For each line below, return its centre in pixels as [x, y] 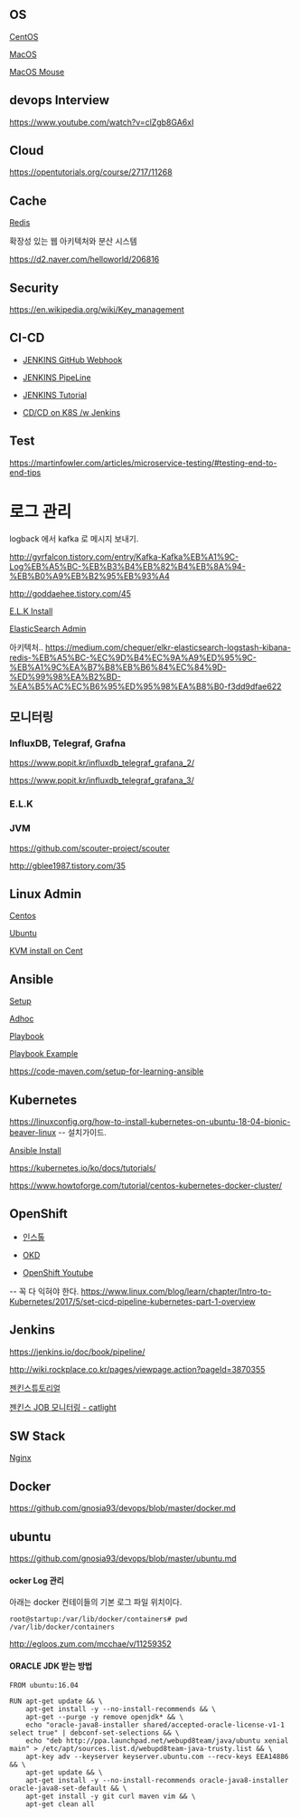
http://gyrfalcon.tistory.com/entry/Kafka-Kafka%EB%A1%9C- [124, 557]
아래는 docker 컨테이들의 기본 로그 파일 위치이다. [96, 1603]
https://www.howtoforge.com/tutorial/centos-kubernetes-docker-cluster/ [146, 1185]
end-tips [25, 472]
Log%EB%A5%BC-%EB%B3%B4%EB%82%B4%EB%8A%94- [127, 566]
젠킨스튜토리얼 [35, 1388]
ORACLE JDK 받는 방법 [51, 1666]
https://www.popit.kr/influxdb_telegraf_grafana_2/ [102, 763]
